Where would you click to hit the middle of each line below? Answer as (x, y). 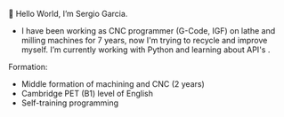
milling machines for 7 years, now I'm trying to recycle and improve (144, 40)
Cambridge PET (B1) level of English (87, 94)
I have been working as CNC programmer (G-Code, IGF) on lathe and (148, 31)
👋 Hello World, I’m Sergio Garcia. (68, 14)
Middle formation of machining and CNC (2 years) (113, 84)
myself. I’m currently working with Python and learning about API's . (146, 50)
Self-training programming (70, 103)
